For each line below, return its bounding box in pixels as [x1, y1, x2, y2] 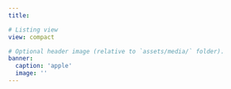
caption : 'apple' [15, 62, 73, 70]
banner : [8, 54, 34, 63]
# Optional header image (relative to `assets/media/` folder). [8, 47, 225, 55]
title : [8, 11, 30, 20]
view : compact [8, 33, 55, 41]
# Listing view [8, 25, 59, 34]
